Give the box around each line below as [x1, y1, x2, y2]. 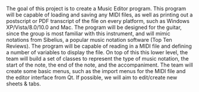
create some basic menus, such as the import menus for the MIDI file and [6, 68, 186, 74]
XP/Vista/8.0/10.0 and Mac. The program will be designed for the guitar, [6, 24, 182, 31]
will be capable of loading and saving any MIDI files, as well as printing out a [6, 11, 193, 18]
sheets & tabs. [6, 80, 42, 87]
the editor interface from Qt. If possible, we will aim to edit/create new [6, 74, 178, 81]
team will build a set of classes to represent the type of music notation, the [6, 55, 189, 62]
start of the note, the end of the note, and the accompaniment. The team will [6, 61, 193, 68]
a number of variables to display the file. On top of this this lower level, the [6, 49, 188, 55]
